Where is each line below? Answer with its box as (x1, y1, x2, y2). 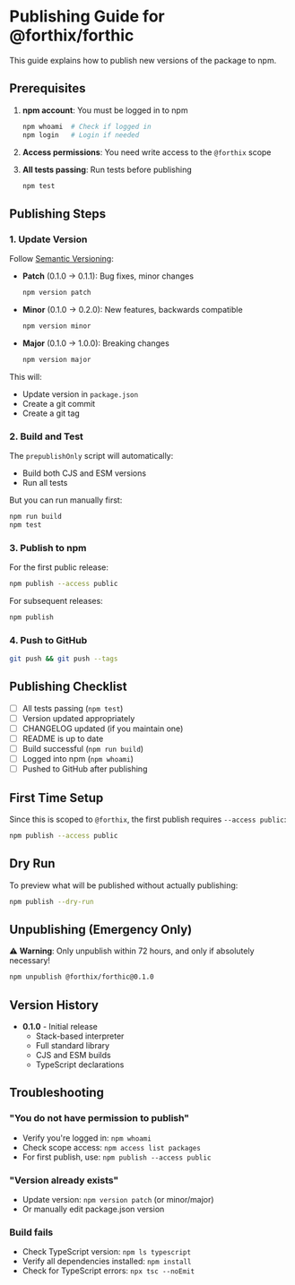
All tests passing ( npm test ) (22, 703, 124, 713)
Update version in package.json (22, 388, 139, 400)
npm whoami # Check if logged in (22, 122, 152, 131)
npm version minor (22, 321, 91, 331)
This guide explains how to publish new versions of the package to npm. (9, 55, 277, 65)
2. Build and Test (9, 430, 83, 443)
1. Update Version (9, 233, 88, 246)
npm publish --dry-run (9, 897, 94, 906)
